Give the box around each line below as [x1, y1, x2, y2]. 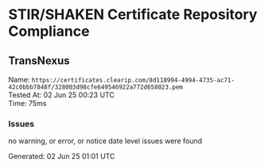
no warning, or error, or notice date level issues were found [8, 136, 203, 146]
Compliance [8, 22, 90, 40]
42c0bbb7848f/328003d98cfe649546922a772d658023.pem [8, 83, 183, 91]
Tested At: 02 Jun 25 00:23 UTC [8, 90, 115, 100]
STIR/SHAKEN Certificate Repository [8, 6, 258, 24]
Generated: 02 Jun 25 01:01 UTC [8, 152, 115, 161]
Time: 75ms [8, 99, 47, 108]
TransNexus [8, 54, 70, 67]
